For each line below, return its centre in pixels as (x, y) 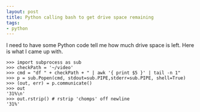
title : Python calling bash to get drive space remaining (80, 17)
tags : (13, 23)
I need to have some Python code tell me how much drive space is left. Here (100, 45)
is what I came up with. (35, 52)
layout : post (22, 12)
